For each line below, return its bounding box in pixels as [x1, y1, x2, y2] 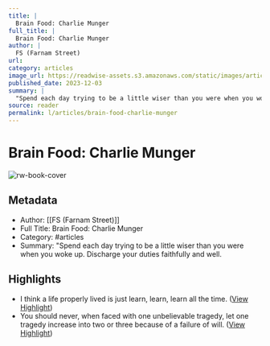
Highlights [8, 273, 62, 286]
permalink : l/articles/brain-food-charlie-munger [8, 109, 178, 117]
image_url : [8, 72, 45, 80]
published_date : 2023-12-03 [8, 79, 103, 87]
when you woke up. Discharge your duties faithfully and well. [19, 249, 223, 258]
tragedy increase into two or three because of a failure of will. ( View [19, 319, 246, 329]
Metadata [8, 194, 58, 208]
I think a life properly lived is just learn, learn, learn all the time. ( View [19, 294, 249, 303]
